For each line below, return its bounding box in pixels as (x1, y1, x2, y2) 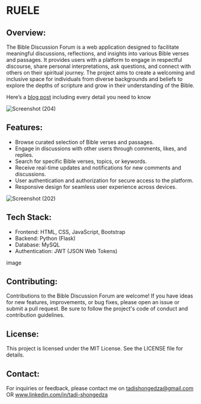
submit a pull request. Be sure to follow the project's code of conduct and (6, 305, 188, 313)
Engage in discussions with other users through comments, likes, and (14, 145, 187, 152)
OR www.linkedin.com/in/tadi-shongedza (6, 391, 108, 399)
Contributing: (6, 277, 58, 287)
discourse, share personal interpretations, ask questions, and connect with (6, 63, 191, 70)
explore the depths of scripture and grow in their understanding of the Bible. (6, 82, 195, 89)
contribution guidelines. (6, 311, 65, 319)
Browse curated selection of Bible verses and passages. (14, 138, 154, 145)
